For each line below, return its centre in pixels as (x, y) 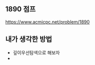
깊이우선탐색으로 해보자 (36, 52)
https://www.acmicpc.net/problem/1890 (47, 21)
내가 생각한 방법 (29, 39)
